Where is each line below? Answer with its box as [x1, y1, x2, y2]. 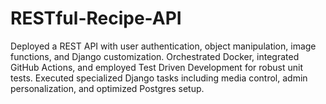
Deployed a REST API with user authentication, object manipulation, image [10, 40, 317, 52]
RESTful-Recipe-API [10, 7, 182, 30]
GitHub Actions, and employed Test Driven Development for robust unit [10, 61, 303, 73]
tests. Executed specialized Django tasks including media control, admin [10, 72, 308, 84]
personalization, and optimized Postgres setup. [10, 82, 205, 94]
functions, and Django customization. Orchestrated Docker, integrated [10, 50, 300, 62]
